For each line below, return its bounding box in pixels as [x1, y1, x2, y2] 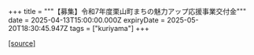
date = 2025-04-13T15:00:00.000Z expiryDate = [8, 15, 166, 25]
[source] [8, 39, 36, 48]
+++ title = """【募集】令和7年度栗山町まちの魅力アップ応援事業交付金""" [8, 7, 247, 15]
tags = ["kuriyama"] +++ [69, 24, 149, 33]
